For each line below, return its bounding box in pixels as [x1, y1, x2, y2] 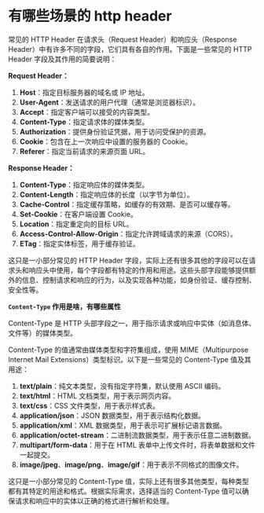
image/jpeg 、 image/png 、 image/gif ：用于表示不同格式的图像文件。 [19, 460, 244, 469]
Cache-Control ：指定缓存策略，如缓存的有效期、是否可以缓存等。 [19, 200, 235, 209]
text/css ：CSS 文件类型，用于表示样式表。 [19, 401, 159, 410]
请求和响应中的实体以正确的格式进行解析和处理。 [14, 496, 174, 505]
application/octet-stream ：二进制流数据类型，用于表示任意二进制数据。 [19, 430, 255, 440]
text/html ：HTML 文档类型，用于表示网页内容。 [19, 390, 176, 401]
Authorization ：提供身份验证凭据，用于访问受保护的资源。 [19, 126, 211, 136]
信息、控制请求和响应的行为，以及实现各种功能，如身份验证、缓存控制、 [21, 275, 256, 284]
